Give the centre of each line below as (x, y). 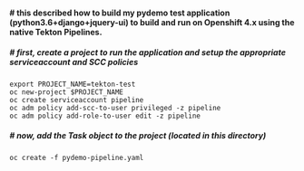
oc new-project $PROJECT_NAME (67, 92)
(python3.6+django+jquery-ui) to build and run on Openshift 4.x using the (152, 22)
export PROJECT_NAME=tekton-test (73, 84)
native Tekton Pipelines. (56, 32)
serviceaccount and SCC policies (74, 62)
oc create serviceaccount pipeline (77, 100)
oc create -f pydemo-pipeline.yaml (77, 157)
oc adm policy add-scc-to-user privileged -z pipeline (115, 108)
